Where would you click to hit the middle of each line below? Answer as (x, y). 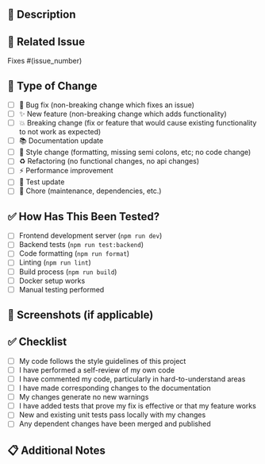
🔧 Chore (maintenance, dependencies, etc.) (90, 191)
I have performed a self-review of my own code (97, 369)
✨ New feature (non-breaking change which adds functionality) (123, 114)
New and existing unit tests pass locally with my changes (112, 415)
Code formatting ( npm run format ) (74, 253)
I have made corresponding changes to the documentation (115, 388)
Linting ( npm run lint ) (55, 262)
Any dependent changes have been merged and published (115, 424)
